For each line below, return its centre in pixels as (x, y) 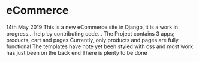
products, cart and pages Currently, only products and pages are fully (92, 40)
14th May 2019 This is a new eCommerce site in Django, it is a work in (92, 27)
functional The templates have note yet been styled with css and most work (100, 46)
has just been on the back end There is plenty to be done (77, 52)
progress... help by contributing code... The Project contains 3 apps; (91, 33)
